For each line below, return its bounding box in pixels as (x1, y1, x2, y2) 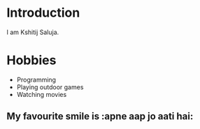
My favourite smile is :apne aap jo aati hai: (6, 110, 194, 123)
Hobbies (6, 52, 57, 68)
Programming (16, 75, 57, 84)
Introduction (6, 5, 80, 21)
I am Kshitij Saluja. (6, 28, 59, 36)
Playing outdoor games (16, 82, 84, 91)
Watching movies (16, 90, 67, 98)
